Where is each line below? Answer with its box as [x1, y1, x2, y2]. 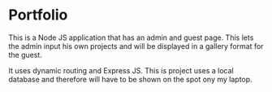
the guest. [8, 50, 42, 59]
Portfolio [8, 6, 68, 24]
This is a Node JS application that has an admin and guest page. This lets [8, 33, 254, 42]
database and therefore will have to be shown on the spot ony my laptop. [8, 74, 253, 84]
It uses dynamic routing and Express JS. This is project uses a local [8, 65, 234, 75]
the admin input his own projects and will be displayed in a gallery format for [8, 41, 264, 50]
